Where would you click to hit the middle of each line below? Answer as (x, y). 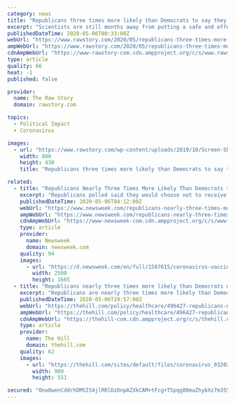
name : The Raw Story (43, 98)
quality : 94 (37, 253)
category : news (29, 14)
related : (20, 182)
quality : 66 (24, 66)
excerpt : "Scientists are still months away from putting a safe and (111, 27)
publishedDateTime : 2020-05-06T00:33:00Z (69, 33)
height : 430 (37, 163)
